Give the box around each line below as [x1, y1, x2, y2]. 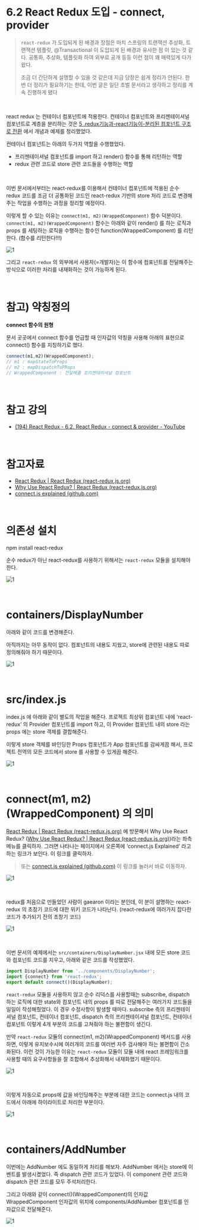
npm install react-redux [6, 545, 64, 552]
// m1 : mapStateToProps [6, 358, 68, 364]
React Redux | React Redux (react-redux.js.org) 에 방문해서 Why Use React [6, 828, 188, 835]
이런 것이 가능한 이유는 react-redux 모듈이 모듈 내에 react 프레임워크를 [23, 1047, 189, 1055]
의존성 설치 [6, 524, 57, 538]
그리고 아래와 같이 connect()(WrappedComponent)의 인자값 [6, 1190, 149, 1198]
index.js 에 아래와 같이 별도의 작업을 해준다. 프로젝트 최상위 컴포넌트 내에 [6, 713, 175, 721]
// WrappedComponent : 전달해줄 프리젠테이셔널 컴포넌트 [6, 370, 131, 376]
